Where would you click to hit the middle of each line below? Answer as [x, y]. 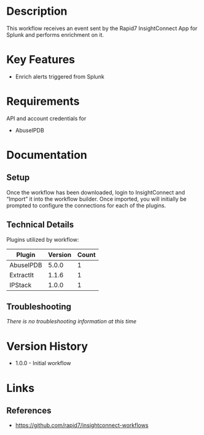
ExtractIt [22, 275]
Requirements [43, 102]
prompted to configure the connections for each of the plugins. [86, 205]
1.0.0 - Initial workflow [43, 363]
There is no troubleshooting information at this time [72, 321]
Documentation [47, 155]
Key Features [41, 60]
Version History [47, 346]
